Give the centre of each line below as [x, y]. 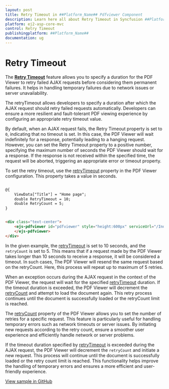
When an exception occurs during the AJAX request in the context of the [80, 277]
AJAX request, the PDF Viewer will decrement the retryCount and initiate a [82, 350]
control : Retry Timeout [30, 29]
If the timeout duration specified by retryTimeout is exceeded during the [80, 345]
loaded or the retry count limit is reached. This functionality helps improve [82, 361]
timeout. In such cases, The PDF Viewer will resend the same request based [84, 262]
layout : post [19, 10]
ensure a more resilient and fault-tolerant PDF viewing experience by [76, 114]
